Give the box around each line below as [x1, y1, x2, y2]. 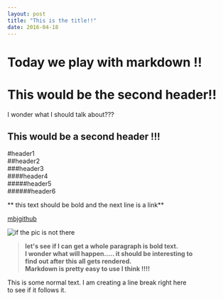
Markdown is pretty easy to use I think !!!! [24, 265, 151, 273]
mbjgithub [7, 214, 37, 223]
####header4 [7, 172, 48, 181]
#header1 [7, 150, 36, 158]
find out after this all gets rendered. [24, 257, 132, 266]
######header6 [7, 187, 56, 196]
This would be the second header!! [7, 87, 217, 103]
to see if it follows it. [7, 286, 66, 294]
